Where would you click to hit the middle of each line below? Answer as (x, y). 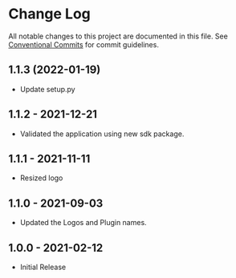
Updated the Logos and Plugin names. (83, 223)
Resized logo (41, 178)
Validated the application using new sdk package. (102, 134)
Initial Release (43, 267)
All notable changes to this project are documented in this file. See (118, 36)
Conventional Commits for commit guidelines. (83, 44)
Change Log (49, 14)
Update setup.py (47, 89)
